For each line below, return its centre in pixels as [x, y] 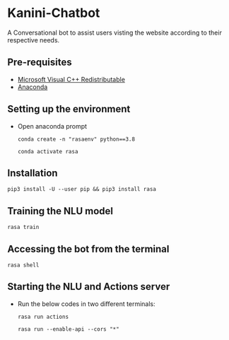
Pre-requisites [40, 63]
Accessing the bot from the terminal [88, 249]
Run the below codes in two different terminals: [86, 304]
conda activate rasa [48, 151]
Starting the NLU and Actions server [89, 287]
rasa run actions [43, 317]
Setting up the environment [69, 109]
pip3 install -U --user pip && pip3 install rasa [82, 189]
